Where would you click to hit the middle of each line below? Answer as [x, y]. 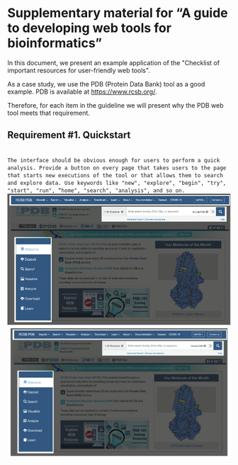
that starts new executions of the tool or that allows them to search [115, 175]
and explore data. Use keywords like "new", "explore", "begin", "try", [117, 183]
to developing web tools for [90, 28]
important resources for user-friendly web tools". [79, 70]
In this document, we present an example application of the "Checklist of [114, 62]
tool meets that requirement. [49, 113]
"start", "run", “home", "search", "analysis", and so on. [96, 190]
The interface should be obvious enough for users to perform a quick [114, 160]
